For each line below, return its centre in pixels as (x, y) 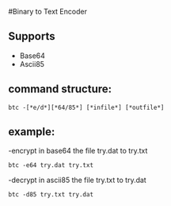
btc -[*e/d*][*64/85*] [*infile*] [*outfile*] (86, 107)
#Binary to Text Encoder (47, 12)
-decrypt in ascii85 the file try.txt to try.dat (77, 180)
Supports (32, 36)
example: (32, 132)
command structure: (60, 89)
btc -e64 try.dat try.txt (51, 165)
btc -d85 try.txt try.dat (51, 195)
